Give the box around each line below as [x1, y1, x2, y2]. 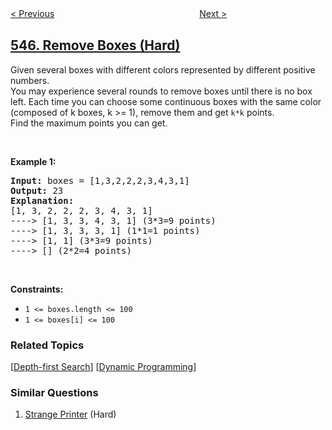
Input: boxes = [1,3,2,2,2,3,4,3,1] [10, 175, 190, 186]
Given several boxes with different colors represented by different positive [10, 63, 316, 76]
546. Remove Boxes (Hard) [10, 37, 181, 54]
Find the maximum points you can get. [10, 117, 168, 129]
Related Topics [10, 338, 85, 352]
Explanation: [10, 195, 75, 206]
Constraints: [10, 283, 64, 295]
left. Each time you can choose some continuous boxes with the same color [10, 95, 322, 107]
